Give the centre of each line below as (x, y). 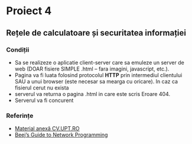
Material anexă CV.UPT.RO (47, 129)
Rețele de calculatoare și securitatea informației (96, 33)
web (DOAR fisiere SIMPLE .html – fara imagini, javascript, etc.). (92, 69)
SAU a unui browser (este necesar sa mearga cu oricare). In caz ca (96, 81)
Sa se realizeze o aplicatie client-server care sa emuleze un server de (99, 62)
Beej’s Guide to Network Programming (61, 135)
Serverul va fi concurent (44, 100)
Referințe (20, 116)
